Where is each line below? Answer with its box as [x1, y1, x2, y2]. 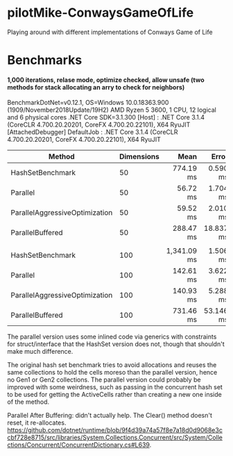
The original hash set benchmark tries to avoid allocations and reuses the [7, 361, 217, 369]
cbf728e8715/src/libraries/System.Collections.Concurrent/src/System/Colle [7, 433, 223, 442]
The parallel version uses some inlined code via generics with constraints [7, 332, 217, 341]
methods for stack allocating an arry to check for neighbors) [7, 83, 185, 91]
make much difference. [7, 348, 74, 356]
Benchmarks [7, 52, 83, 68]
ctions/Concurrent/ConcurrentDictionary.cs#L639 [7, 441, 150, 449]
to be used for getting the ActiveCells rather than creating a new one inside [7, 391, 222, 399]
